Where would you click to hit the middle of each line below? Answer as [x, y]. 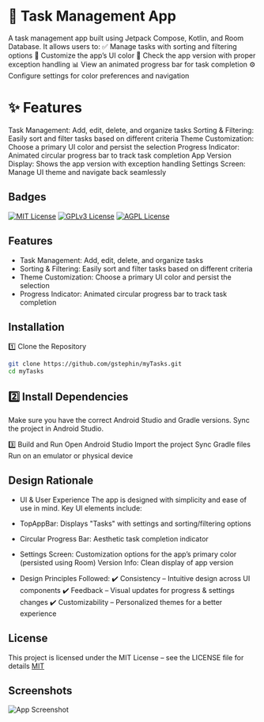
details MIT [26, 666]
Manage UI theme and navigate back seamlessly [87, 172]
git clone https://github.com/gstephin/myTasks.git [95, 364]
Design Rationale [51, 481]
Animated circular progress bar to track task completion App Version [120, 155]
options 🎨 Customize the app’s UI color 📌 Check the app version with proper [132, 55]
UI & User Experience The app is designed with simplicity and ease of [133, 500]
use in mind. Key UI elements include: [81, 508]
